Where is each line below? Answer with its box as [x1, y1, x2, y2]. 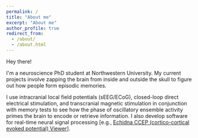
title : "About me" [6, 14, 52, 20]
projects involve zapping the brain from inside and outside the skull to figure [6, 75, 192, 83]
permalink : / [6, 8, 39, 15]
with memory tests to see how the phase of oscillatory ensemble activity [6, 106, 183, 113]
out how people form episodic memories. [6, 82, 107, 89]
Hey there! [6, 57, 32, 65]
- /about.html [11, 42, 46, 48]
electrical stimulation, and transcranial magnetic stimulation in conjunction [6, 100, 187, 107]
